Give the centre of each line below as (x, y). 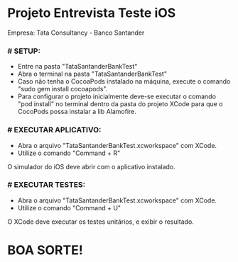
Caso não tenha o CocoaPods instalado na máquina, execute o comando (124, 81)
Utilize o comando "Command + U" (69, 207)
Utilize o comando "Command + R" (69, 153)
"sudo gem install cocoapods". (63, 89)
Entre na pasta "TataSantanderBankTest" (77, 67)
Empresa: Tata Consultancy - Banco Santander (76, 33)
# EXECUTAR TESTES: (47, 185)
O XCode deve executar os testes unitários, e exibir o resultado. (101, 222)
